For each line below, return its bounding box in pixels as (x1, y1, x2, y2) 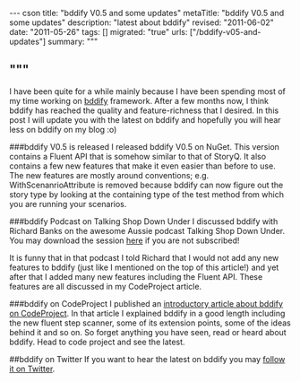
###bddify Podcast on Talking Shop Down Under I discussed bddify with (9, 215, 279, 227)
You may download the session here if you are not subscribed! (9, 235, 240, 246)
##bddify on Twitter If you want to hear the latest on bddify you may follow (9, 353, 286, 364)
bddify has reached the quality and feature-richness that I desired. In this (9, 105, 279, 116)
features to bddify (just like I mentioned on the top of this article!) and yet (9, 262, 279, 273)
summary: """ (47, 36, 99, 47)
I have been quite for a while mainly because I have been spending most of (9, 85, 287, 97)
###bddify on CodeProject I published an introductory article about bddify (9, 298, 284, 308)
